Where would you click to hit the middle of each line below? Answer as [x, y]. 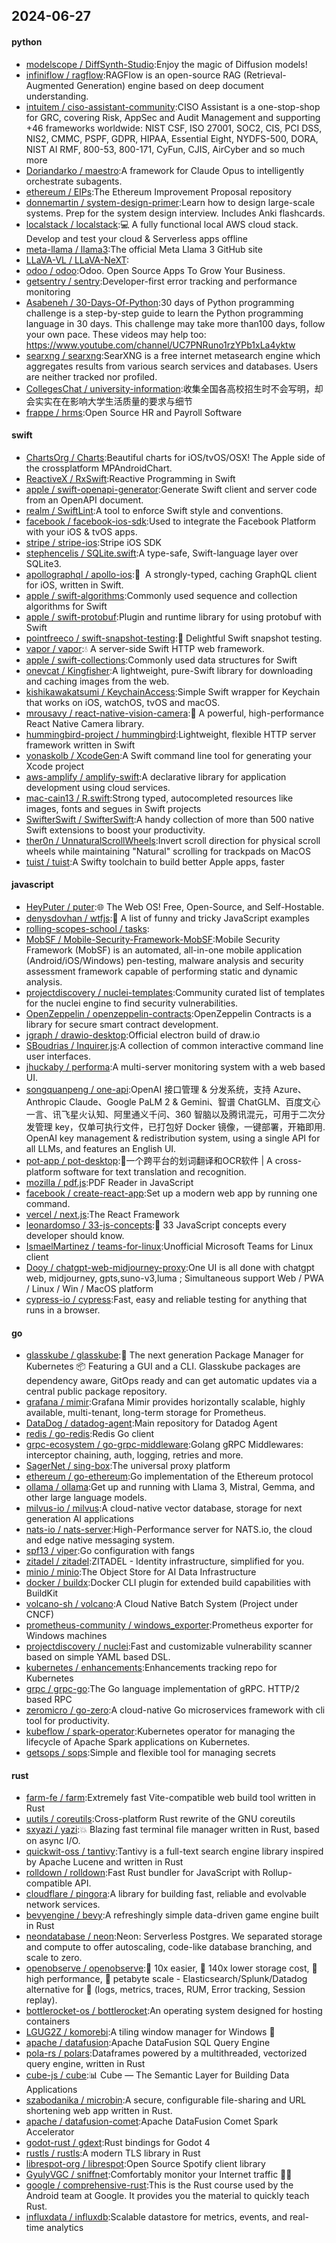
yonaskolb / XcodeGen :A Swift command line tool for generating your [169, 755]
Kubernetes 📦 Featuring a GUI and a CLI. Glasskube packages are [163, 1366]
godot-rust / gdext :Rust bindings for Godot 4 [118, 2143]
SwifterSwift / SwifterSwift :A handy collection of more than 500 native [170, 819]
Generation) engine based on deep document [170, 85]
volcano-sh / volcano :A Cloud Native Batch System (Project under [162, 1604]
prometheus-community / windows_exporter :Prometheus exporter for [169, 1625]
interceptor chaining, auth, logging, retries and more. [134, 1455]
